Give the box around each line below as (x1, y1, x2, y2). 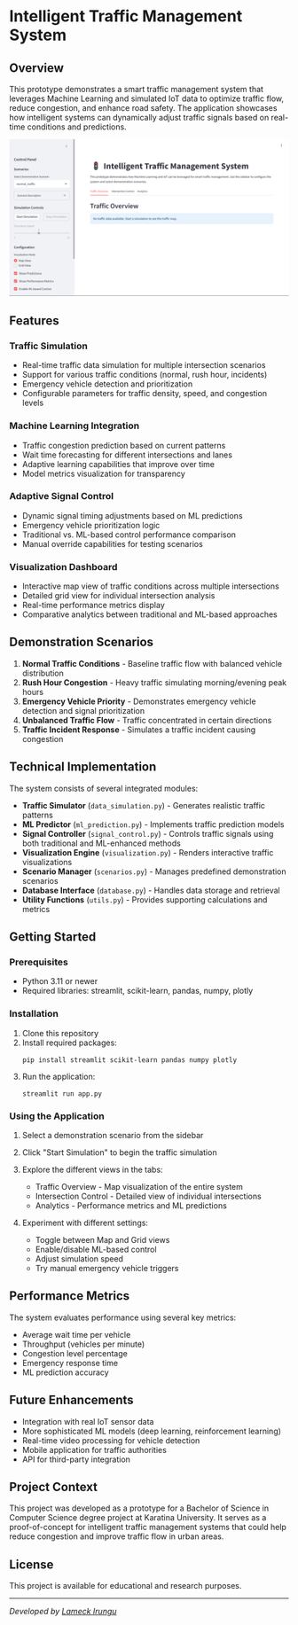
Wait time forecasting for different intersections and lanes (21, 449, 233, 460)
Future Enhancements (9, 1393, 135, 1408)
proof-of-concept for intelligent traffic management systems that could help (9, 1522, 286, 1533)
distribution (21, 668, 65, 678)
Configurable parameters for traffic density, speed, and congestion (21, 388, 268, 399)
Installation (9, 1008, 59, 1020)
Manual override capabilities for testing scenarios (21, 538, 204, 549)
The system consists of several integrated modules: (9, 783, 199, 793)
